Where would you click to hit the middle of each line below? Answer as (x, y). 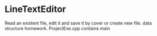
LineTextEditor (35, 9)
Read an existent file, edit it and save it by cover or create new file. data (78, 23)
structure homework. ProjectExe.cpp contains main (57, 28)
